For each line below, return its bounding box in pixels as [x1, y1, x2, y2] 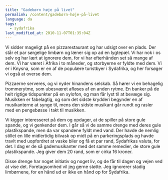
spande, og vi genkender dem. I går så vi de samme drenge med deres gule [5, 122, 161, 128]
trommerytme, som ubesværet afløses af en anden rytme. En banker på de [5, 86, 159, 91]
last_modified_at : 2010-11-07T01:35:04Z [5, 30, 91, 35]
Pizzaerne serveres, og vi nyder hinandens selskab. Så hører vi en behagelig [5, 80, 163, 86]
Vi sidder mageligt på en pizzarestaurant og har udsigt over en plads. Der [5, 44, 156, 50]
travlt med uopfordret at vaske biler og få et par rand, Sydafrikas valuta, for [5, 138, 160, 144]
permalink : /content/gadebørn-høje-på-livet [5, 12, 99, 17]
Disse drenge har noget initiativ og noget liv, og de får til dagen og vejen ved [5, 158, 162, 164]
